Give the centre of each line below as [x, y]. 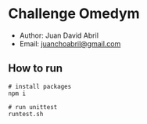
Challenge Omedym [74, 14]
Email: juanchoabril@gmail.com [70, 43]
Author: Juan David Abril [59, 35]
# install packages [40, 86]
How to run [36, 69]
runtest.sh [26, 114]
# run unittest [33, 107]
